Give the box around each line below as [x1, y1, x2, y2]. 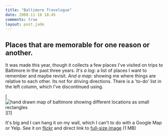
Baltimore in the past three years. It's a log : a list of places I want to [5, 67, 147, 74]
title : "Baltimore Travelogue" [5, 7, 72, 13]
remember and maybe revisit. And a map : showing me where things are [5, 73, 156, 79]
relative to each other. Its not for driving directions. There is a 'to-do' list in [5, 78, 162, 85]
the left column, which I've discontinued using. [5, 84, 104, 90]
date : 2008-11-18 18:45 [5, 12, 56, 17]
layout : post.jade [5, 21, 44, 27]
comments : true [5, 17, 38, 22]
